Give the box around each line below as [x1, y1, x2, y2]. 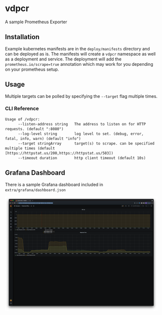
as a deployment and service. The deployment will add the [5, 56, 122, 62]
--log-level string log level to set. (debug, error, [17, 131, 144, 136]
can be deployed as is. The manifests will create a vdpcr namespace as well [5, 51, 156, 57]
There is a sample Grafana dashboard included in [5, 181, 103, 187]
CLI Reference [5, 105, 39, 112]
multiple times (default [5, 146, 55, 150]
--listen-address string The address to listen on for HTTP [17, 121, 146, 126]
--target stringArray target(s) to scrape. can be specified [17, 141, 155, 146]
